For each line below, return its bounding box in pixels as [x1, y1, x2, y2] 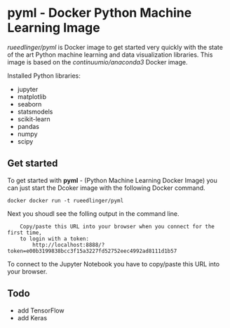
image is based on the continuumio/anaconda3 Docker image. [7, 57, 188, 66]
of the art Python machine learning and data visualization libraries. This [7, 50, 213, 59]
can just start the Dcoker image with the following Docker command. [7, 184, 205, 192]
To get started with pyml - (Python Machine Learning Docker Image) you [7, 176, 217, 184]
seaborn [17, 100, 42, 108]
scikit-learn [17, 114, 50, 123]
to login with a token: [20, 235, 90, 242]
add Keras [17, 313, 48, 322]
